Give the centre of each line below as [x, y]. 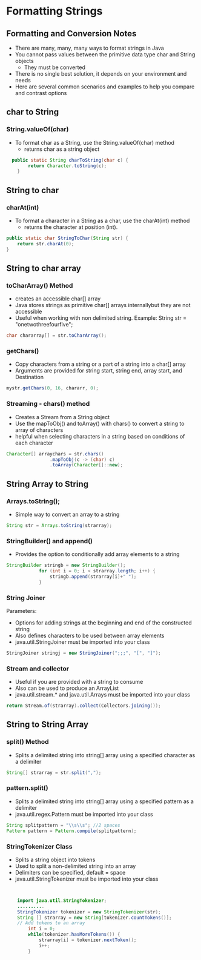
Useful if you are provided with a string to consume [79, 682]
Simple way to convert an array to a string [67, 514]
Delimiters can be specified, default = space [70, 872]
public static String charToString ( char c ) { [70, 160]
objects [25, 61]
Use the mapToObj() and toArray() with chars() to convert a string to [100, 423]
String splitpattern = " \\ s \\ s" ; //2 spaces [63, 825]
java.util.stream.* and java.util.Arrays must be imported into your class [103, 695]
